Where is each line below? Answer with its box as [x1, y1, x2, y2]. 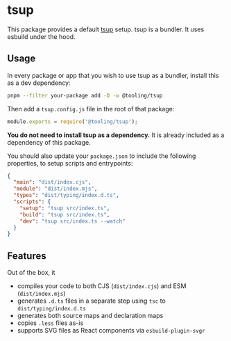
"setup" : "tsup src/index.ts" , [19, 205, 110, 212]
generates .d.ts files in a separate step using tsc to [17, 296, 166, 305]
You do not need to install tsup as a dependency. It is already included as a [7, 131, 225, 139]
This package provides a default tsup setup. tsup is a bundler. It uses [7, 25, 205, 33]
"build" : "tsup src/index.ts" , [19, 211, 110, 218]
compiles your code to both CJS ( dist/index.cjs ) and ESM [17, 282, 187, 290]
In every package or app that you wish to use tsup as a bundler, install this [7, 71, 219, 79]
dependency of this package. [7, 138, 92, 146]
